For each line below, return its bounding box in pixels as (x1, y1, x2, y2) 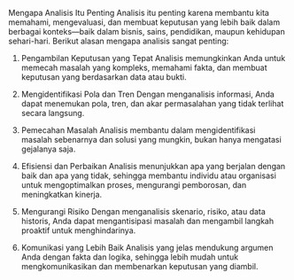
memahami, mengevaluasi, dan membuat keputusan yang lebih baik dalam (8, 17, 281, 27)
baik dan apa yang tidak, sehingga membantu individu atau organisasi (20, 170, 276, 181)
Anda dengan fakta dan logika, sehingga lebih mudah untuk (20, 252, 239, 262)
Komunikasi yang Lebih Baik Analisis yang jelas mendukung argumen (20, 243, 274, 253)
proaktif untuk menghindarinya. (20, 225, 136, 236)
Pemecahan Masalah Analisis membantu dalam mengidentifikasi (20, 125, 256, 136)
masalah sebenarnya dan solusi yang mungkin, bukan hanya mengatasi (20, 135, 282, 144)
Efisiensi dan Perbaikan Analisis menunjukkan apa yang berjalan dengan (20, 161, 286, 171)
